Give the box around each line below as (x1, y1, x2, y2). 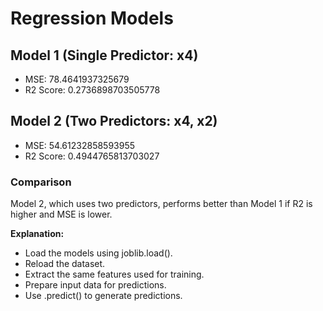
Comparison (10, 175, 72, 189)
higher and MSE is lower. (10, 208, 113, 221)
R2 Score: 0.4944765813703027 (24, 150, 160, 162)
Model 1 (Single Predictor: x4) (10, 47, 199, 64)
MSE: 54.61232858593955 (24, 139, 136, 151)
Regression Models (10, 7, 174, 30)
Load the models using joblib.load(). (24, 247, 173, 259)
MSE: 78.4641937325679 (24, 73, 130, 85)
